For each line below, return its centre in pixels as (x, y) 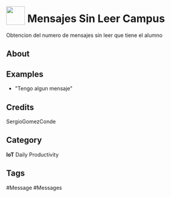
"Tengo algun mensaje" (43, 89)
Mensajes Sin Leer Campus (96, 19)
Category (24, 140)
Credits (20, 107)
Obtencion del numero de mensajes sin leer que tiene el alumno (84, 35)
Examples (25, 74)
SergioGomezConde (31, 121)
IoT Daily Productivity (32, 154)
